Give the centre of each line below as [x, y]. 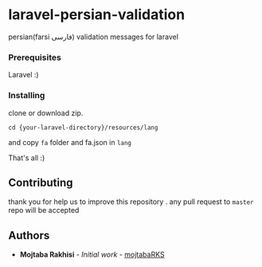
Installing [27, 96]
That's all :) [27, 158]
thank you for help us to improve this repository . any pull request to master [131, 202]
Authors [29, 236]
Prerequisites [35, 57]
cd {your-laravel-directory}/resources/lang [83, 128]
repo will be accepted [44, 210]
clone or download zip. [46, 112]
